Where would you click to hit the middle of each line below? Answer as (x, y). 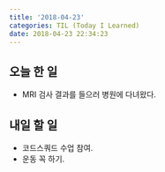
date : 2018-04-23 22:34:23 (59, 34)
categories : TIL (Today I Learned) (75, 26)
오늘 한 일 (34, 71)
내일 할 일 (34, 125)
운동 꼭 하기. (43, 159)
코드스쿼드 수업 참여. (57, 148)
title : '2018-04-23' (47, 17)
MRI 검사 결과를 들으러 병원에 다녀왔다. (89, 94)
